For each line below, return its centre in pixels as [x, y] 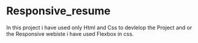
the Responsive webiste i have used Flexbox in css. [70, 33]
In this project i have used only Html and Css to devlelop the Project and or [99, 27]
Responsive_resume [58, 11]
